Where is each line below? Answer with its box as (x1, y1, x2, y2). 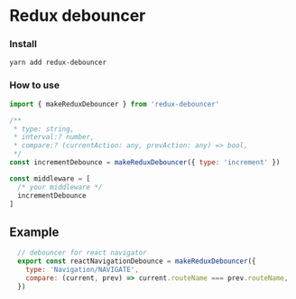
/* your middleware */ (17, 182, 103, 192)
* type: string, (13, 124, 75, 134)
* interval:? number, (13, 133, 95, 142)
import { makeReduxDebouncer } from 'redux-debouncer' (9, 99, 220, 108)
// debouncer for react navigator (17, 248, 147, 257)
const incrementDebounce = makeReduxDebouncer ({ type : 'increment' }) (9, 158, 281, 167)
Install (9, 38, 38, 51)
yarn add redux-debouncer (9, 58, 106, 68)
